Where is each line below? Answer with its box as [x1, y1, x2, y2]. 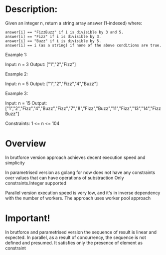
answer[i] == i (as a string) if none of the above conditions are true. [5, 42, 162, 48]
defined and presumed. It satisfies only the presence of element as [5, 239, 143, 245]
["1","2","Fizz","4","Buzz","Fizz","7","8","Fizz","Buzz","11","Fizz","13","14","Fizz [5, 105, 161, 111]
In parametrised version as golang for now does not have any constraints [5, 169, 156, 175]
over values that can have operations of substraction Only [5, 174, 124, 180]
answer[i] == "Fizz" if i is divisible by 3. [5, 34, 101, 39]
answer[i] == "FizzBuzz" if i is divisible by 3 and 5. [5, 29, 124, 34]
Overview [5, 138, 46, 149]
